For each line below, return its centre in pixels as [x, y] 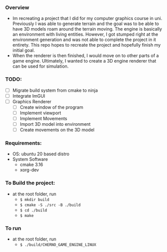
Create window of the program [51, 107]
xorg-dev [29, 170]
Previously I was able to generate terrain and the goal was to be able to [85, 24]
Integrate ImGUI [29, 96]
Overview [17, 8]
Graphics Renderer [32, 101]
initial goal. [23, 50]
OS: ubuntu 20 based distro [41, 154]
